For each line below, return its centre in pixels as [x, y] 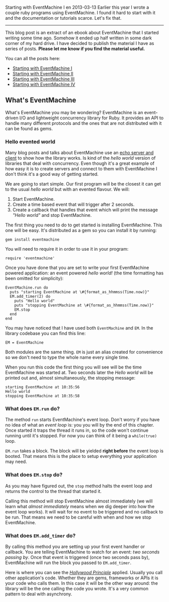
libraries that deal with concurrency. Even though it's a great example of [80, 163]
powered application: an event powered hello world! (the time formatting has [84, 273]
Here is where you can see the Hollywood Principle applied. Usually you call [84, 572]
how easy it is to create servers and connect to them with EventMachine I [81, 169]
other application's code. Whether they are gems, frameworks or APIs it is [82, 578]
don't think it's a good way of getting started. [52, 174]
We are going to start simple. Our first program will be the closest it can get [83, 184]
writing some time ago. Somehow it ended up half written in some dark [78, 38]
